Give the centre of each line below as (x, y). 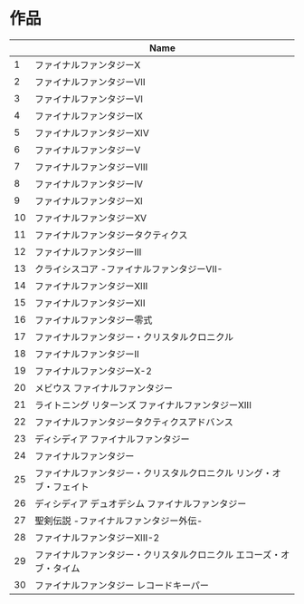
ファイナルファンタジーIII (88, 252)
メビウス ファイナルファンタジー (104, 388)
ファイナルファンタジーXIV (92, 132)
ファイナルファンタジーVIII (91, 167)
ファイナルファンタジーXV (91, 218)
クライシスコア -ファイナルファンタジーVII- (129, 268)
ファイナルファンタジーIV (89, 184)
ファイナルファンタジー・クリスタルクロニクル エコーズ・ (158, 554)
